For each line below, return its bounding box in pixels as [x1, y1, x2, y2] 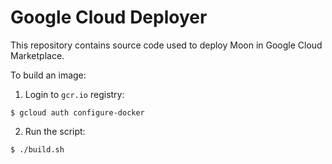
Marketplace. [10, 49, 65, 61]
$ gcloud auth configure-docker [10, 107, 145, 118]
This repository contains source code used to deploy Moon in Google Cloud [10, 39, 323, 51]
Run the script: [24, 125, 86, 137]
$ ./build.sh [10, 144, 65, 155]
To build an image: [10, 69, 87, 81]
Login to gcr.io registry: [24, 88, 125, 100]
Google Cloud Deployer [10, 6, 208, 29]
